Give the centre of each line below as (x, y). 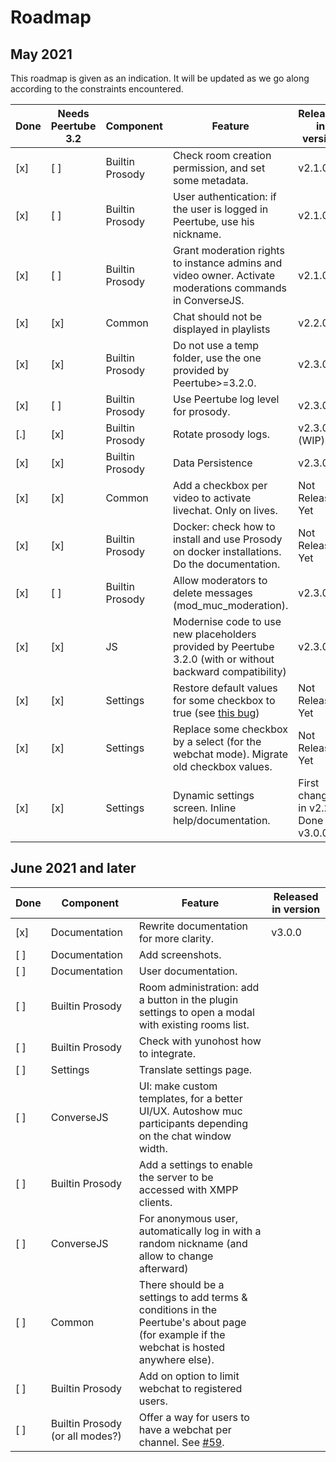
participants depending (193, 1123)
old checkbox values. (222, 766)
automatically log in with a (200, 1231)
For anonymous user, (188, 1218)
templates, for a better (190, 1098)
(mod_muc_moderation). (230, 605)
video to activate (212, 498)
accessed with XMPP (188, 1189)
